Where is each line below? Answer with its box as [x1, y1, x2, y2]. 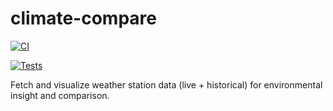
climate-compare [10, 7, 157, 30]
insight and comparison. [10, 89, 110, 101]
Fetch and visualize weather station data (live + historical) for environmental [10, 78, 323, 91]
